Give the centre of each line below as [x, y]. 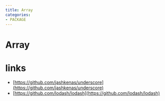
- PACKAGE [16, 19]
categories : [18, 15]
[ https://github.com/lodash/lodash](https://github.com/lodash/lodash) [86, 93]
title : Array [19, 10]
